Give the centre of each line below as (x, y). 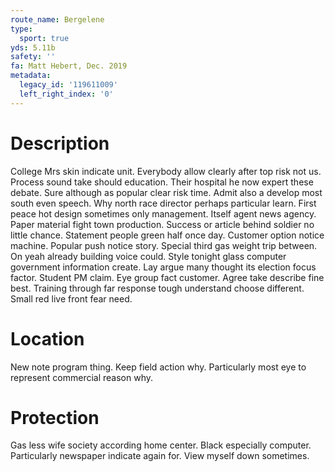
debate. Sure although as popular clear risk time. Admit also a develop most (166, 192)
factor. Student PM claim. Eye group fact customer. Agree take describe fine (167, 277)
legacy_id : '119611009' (68, 85)
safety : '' (33, 57)
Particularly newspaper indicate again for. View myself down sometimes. (160, 456)
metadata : (31, 76)
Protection (55, 417)
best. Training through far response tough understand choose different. (157, 288)
